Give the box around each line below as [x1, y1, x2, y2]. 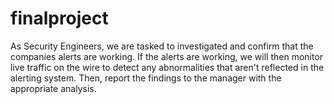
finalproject [10, 7, 109, 30]
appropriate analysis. [10, 82, 97, 94]
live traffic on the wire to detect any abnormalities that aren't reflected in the [10, 61, 325, 73]
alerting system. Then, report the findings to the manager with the [10, 72, 282, 84]
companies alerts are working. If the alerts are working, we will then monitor [10, 50, 324, 62]
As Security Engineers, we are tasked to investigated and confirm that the [10, 40, 314, 52]
